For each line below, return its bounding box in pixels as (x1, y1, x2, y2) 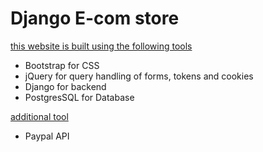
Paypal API (24, 130, 70, 142)
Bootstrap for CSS (24, 59, 100, 71)
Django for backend (24, 80, 107, 92)
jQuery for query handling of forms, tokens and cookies (24, 70, 254, 82)
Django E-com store (10, 7, 180, 30)
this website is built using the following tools (10, 40, 193, 52)
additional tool (10, 110, 69, 122)
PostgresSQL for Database (24, 91, 135, 103)
